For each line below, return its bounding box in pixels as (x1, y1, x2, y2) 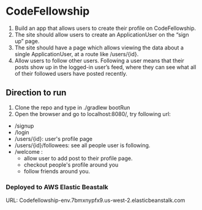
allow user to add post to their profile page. (23, 154, 133, 162)
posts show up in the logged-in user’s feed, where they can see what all (14, 63, 196, 71)
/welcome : (14, 148, 43, 155)
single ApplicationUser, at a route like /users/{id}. (14, 50, 139, 57)
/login (14, 128, 29, 136)
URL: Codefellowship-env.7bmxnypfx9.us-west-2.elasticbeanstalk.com (6, 197, 185, 204)
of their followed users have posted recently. (14, 70, 128, 77)
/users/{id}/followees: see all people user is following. (14, 142, 151, 149)
